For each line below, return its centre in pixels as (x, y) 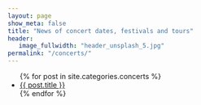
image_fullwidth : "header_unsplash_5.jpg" (91, 46)
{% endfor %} (43, 93)
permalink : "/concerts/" (50, 53)
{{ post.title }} (42, 85)
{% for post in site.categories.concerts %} (90, 76)
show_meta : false (37, 23)
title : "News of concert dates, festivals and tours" (101, 31)
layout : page (30, 16)
